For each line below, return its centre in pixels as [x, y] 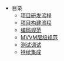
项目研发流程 [36, 15]
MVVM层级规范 [39, 37]
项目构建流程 [36, 23]
